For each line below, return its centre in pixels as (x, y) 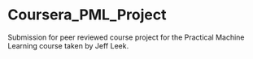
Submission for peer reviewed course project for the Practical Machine (126, 37)
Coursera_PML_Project (87, 15)
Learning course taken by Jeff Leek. (68, 45)
